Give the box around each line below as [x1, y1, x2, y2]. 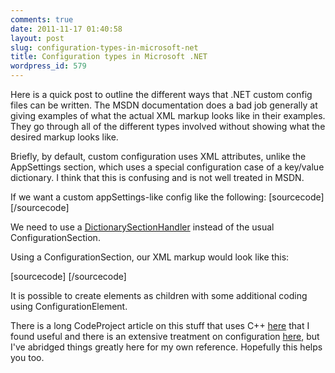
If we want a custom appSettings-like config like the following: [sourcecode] [10, 191, 325, 203]
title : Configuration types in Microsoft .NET [10, 52, 208, 62]
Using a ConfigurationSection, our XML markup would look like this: [10, 251, 290, 263]
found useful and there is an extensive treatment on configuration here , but [10, 331, 320, 342]
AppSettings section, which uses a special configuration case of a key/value [10, 161, 325, 173]
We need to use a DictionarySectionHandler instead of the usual [10, 221, 275, 233]
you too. [10, 352, 45, 363]
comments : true [10, 14, 74, 25]
